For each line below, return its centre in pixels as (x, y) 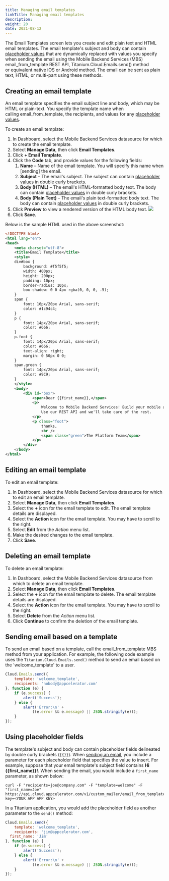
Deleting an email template (48, 556)
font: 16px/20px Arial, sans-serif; (62, 304)
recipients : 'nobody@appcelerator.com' (56, 684)
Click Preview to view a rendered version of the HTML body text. (80, 209)
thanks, (49, 426)
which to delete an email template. (48, 583)
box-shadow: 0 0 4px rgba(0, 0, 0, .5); (66, 290)
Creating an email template (48, 91)
